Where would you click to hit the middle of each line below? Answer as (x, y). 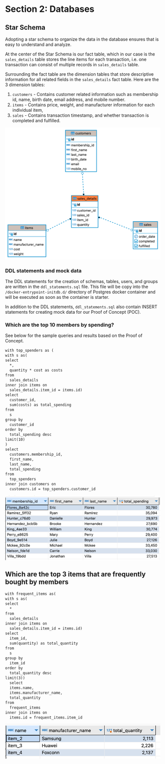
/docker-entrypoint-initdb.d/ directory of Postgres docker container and (81, 292)
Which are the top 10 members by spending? (60, 325)
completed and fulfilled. (36, 120)
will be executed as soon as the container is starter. (57, 297)
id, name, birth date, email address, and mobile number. (69, 99)
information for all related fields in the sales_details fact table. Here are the (82, 79)
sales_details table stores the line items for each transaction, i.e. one (76, 59)
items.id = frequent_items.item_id (46, 718)
